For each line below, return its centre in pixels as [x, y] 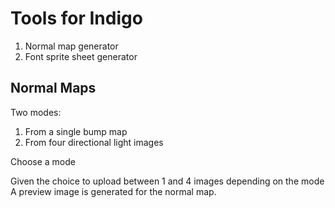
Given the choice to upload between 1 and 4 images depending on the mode [167, 181]
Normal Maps [53, 88]
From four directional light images [94, 142]
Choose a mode [43, 161]
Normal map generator [71, 46]
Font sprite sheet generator [81, 56]
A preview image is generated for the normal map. [113, 191]
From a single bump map [76, 131]
